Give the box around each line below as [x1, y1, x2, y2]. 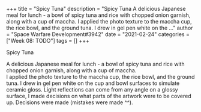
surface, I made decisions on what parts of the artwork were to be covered [6, 93, 191, 99]
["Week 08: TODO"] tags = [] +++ [6, 37, 90, 44]
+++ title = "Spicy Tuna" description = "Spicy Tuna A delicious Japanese [6, 5, 186, 12]
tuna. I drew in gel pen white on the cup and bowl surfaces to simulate [6, 79, 180, 87]
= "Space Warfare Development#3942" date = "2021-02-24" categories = [6, 31, 190, 38]
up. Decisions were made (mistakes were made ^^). [6, 99, 133, 106]
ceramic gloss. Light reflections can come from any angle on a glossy [6, 86, 178, 93]
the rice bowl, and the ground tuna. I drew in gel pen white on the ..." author [6, 24, 193, 31]
